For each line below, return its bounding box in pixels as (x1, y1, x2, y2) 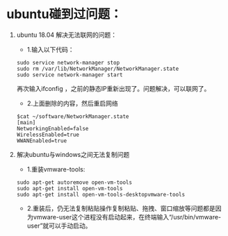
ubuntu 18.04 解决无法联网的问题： (16, 31, 117, 39)
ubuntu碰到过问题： (6, 6, 122, 22)
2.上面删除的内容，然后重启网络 (26, 99, 119, 108)
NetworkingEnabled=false (16, 125, 89, 132)
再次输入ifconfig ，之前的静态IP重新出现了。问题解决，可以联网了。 (16, 84, 211, 92)
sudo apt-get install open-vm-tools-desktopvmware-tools (16, 191, 186, 198)
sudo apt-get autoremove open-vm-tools (16, 178, 133, 186)
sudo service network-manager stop (16, 59, 120, 66)
